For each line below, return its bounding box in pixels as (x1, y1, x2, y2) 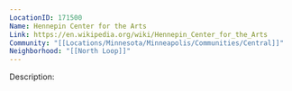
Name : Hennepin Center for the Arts (9, 22, 147, 31)
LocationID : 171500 (9, 13, 83, 23)
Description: (9, 71, 55, 82)
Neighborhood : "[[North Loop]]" (9, 47, 131, 56)
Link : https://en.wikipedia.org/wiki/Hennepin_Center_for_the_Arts (9, 30, 269, 39)
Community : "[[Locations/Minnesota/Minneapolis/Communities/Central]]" (9, 38, 284, 48)
